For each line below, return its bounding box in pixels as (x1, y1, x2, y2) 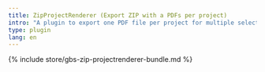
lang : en (8, 33, 37, 41)
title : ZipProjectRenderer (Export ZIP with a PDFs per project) (8, 11, 227, 20)
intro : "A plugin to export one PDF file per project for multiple (8, 19, 235, 27)
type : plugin (8, 26, 51, 34)
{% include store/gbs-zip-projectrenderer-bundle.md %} (8, 55, 193, 64)
